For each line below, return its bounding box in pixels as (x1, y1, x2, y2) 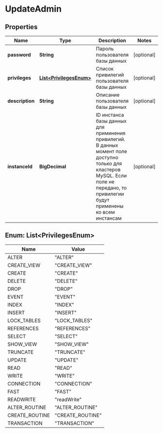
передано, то (96, 185, 127, 191)
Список (96, 66, 114, 72)
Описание (96, 91, 120, 98)
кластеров (96, 166, 121, 173)
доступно (96, 154, 119, 161)
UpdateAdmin (5, 3, 62, 15)
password (7, 52, 31, 58)
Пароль (96, 45, 114, 52)
